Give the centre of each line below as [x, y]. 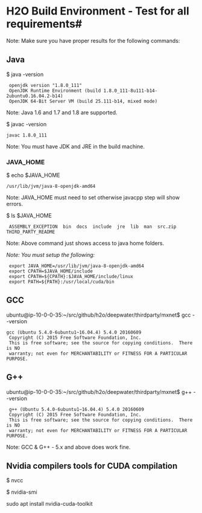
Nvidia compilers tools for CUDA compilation [92, 466]
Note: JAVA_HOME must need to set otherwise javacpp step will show [93, 198]
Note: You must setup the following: [51, 255]
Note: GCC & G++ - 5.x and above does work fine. [68, 447]
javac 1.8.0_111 [27, 135]
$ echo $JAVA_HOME [33, 175]
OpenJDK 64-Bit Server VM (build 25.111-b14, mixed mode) [83, 101]
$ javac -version [27, 124]
